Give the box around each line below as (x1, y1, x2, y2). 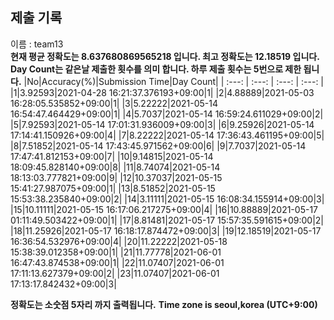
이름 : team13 (10, 38, 64, 50)
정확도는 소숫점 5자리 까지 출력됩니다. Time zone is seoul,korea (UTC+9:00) (10, 298, 318, 310)
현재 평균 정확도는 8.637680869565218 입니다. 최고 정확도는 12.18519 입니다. (10, 50, 320, 62)
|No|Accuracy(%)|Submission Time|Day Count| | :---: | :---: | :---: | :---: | (23, 75, 325, 87)
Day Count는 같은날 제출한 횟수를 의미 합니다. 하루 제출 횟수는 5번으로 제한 (10, 63, 302, 75)
